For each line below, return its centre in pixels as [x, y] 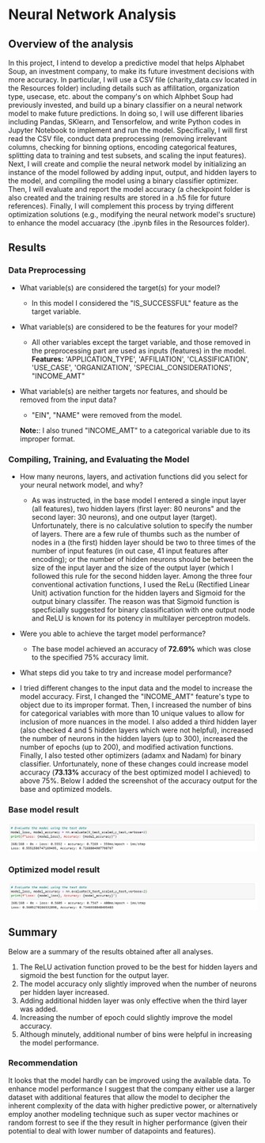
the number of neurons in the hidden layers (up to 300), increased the [133, 738]
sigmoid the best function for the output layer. [94, 975]
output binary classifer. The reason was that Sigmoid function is [135, 601]
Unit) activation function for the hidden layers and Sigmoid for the [138, 593]
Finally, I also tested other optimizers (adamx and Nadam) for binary [130, 755]
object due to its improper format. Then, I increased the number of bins [135, 705]
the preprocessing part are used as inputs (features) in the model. [139, 350]
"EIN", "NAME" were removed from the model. [107, 415]
